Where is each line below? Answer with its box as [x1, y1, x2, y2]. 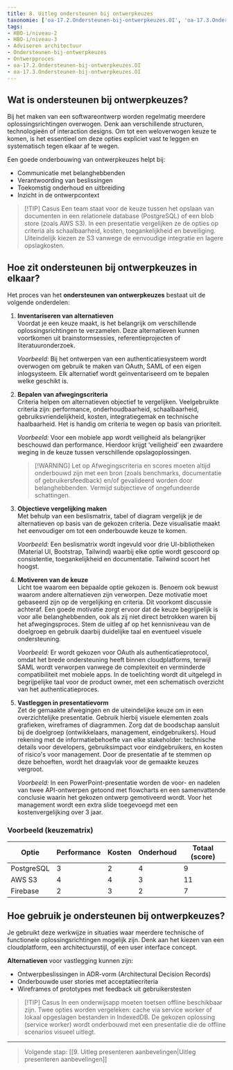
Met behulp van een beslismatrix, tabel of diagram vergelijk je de [17, 512, 202, 520]
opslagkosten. [24, 241, 65, 250]
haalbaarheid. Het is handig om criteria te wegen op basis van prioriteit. [17, 420, 222, 428]
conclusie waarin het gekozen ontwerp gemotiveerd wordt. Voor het [17, 793, 212, 802]
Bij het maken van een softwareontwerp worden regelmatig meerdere [7, 113, 206, 121]
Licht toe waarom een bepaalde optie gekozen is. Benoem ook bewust [17, 583, 218, 591]
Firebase [10, 887, 40, 896]
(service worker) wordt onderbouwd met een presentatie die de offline [24, 1021, 226, 1029]
